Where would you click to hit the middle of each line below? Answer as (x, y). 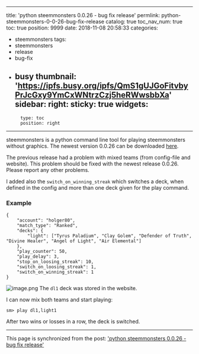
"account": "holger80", (46, 220)
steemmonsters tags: (41, 39)
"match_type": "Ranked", (47, 226)
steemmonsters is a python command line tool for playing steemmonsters (96, 139)
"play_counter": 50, (42, 252)
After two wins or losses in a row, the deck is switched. (73, 321)
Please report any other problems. (48, 170)
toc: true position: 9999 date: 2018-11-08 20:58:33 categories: (82, 28)
